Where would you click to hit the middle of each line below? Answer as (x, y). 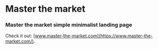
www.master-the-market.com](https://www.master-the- (94, 36)
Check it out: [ (20, 36)
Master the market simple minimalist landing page (69, 25)
